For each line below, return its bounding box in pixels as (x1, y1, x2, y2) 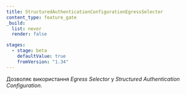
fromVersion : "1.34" (17, 58, 69, 65)
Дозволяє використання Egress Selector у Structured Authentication (6, 75, 180, 82)
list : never (11, 25, 42, 32)
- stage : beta (11, 47, 47, 54)
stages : (6, 42, 26, 48)
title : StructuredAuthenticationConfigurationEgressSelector (6, 8, 164, 15)
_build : (6, 20, 26, 26)
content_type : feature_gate (6, 14, 77, 20)
